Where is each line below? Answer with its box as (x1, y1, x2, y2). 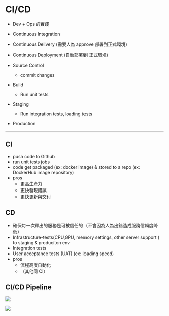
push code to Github (12, 153, 55, 159)
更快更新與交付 (20, 193, 51, 200)
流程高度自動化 (20, 262, 51, 268)
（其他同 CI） (20, 268, 48, 274)
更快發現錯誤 (20, 187, 47, 193)
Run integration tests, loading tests (20, 111, 92, 117)
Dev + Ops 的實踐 (12, 21, 49, 27)
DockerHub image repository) (12, 169, 74, 175)
